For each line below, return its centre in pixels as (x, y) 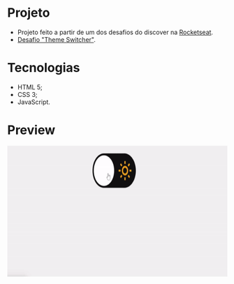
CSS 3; (27, 94)
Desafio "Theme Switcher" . (56, 39)
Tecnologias (44, 68)
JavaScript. (34, 102)
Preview (31, 130)
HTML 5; (30, 87)
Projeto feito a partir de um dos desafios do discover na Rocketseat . (115, 32)
